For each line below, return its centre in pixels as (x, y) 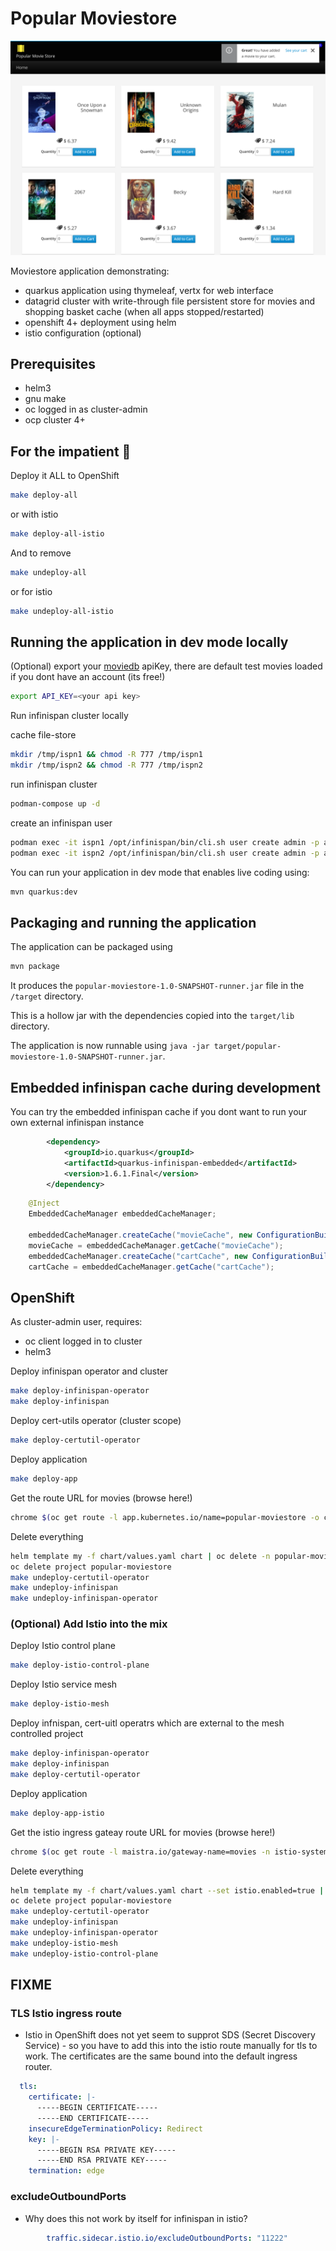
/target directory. (47, 996)
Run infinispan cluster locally (69, 716)
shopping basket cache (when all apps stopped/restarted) (144, 311)
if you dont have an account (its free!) (88, 677)
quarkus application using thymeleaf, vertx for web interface (149, 290)
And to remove (41, 553)
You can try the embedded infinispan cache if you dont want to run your (159, 1112)
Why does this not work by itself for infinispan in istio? (136, 2218)
